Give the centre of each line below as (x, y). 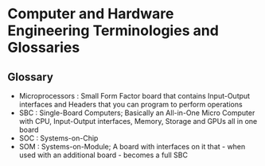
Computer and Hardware (91, 14)
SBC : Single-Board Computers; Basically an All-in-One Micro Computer (137, 113)
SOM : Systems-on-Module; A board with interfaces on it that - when (132, 147)
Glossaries (44, 48)
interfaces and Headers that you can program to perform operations (131, 104)
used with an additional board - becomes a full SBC (103, 155)
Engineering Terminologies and (113, 31)
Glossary (30, 77)
